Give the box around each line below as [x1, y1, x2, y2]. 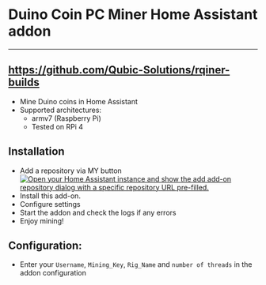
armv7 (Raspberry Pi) [31, 113, 101, 123]
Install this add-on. [19, 191, 82, 201]
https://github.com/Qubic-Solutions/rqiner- [8, 63, 230, 77]
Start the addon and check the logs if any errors [19, 208, 177, 217]
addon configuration [19, 268, 87, 278]
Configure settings [19, 199, 81, 208]
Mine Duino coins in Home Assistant [19, 96, 139, 106]
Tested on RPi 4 [31, 122, 84, 131]
